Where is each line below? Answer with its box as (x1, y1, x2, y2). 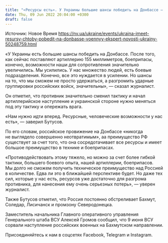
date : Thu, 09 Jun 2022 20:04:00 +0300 (5, 12, 89, 17)
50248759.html (5, 41, 37, 47)
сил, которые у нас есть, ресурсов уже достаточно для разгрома (5, 176, 147, 182)
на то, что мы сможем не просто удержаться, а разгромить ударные (5, 78, 154, 84)
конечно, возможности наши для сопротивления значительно (5, 62, 139, 68)
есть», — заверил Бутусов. (5, 119, 64, 125)
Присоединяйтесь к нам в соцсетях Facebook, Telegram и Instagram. (5, 232, 153, 238)
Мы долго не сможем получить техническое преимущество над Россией (5, 165, 163, 171)
